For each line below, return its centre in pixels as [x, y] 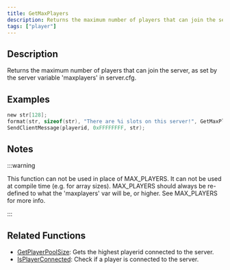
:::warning [21, 166]
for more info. [26, 201]
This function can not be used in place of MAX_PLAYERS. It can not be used [114, 179]
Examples [28, 99]
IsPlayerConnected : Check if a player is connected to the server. [108, 259]
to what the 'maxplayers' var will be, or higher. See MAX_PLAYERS [124, 193]
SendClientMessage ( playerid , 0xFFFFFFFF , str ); [76, 127]
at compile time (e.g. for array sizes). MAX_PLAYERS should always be [107, 186]
